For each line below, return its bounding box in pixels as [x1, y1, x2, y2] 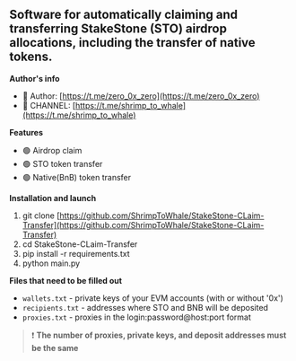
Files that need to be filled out [9, 275, 123, 286]
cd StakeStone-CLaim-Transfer [22, 238, 138, 250]
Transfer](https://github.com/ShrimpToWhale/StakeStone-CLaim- [22, 219, 265, 230]
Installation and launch [9, 192, 97, 203]
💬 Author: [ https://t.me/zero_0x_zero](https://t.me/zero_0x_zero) [22, 90, 260, 101]
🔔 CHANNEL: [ [22, 100, 76, 110]
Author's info [9, 73, 60, 84]
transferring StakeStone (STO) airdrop [9, 22, 227, 37]
